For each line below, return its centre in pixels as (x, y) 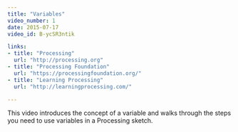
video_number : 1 (31, 21)
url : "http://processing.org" (58, 60)
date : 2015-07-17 (33, 27)
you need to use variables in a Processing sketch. (80, 121)
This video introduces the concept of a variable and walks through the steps (119, 113)
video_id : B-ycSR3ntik (41, 34)
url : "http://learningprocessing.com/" (73, 86)
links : (17, 47)
